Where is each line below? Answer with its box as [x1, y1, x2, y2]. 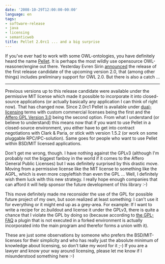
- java [5, 26, 19, 31]
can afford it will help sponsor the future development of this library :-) [5, 181, 148, 188]
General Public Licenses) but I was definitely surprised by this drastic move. [5, 160, 159, 166]
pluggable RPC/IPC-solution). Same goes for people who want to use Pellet [5, 135, 158, 141]
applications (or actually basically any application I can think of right [20, 98, 158, 104]
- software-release [5, 21, 45, 26]
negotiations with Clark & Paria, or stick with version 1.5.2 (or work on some [5, 130, 158, 136]
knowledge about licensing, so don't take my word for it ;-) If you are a [5, 242, 148, 248]
